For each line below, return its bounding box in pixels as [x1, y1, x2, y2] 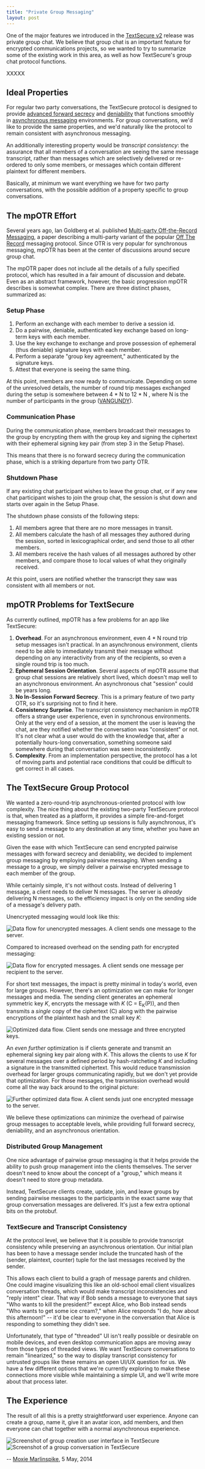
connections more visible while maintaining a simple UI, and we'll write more [6, 1371, 199, 1379]
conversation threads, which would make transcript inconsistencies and [6, 1288, 188, 1295]
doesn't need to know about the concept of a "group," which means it [6, 1169, 182, 1177]
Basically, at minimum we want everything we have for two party [6, 179, 170, 187]
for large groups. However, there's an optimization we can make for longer [6, 986, 194, 994]
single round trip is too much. [15, 660, 90, 668]
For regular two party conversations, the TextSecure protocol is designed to [6, 104, 198, 111]
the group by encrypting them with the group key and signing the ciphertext [6, 433, 198, 440]
